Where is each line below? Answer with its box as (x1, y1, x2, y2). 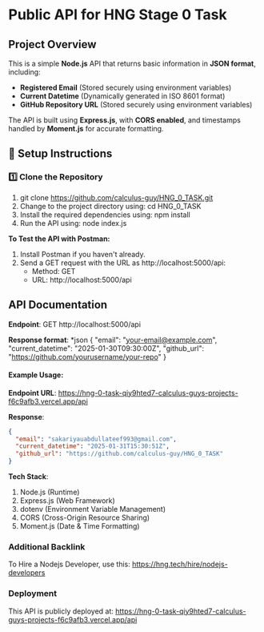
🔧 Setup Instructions (8, 147, 113, 161)
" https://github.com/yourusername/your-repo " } (8, 352, 166, 361)
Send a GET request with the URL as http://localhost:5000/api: (19, 258, 226, 268)
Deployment (8, 588, 58, 599)
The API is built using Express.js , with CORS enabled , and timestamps (8, 115, 242, 125)
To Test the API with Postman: (8, 234, 110, 244)
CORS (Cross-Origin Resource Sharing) (19, 513, 150, 522)
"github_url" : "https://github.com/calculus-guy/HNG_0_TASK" (15, 450, 224, 458)
